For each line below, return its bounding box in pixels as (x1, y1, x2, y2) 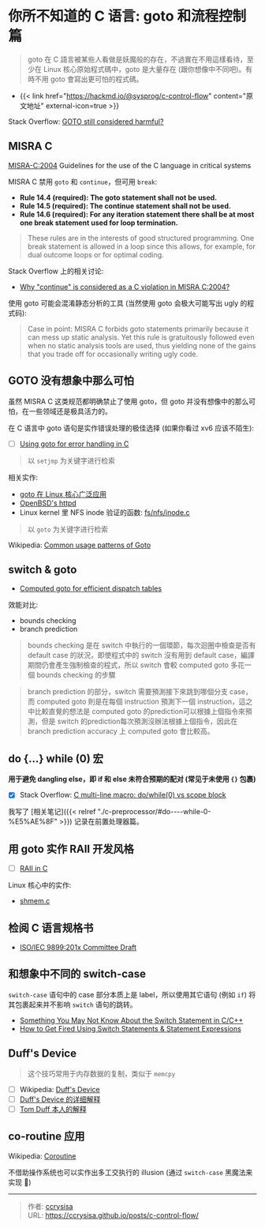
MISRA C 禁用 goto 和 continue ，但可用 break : (8, 177, 158, 186)
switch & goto (8, 563, 77, 576)
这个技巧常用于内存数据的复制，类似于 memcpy (27, 1068, 176, 1078)
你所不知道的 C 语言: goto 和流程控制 (8, 7, 247, 25)
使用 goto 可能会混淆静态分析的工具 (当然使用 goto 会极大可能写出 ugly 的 (8, 298, 248, 308)
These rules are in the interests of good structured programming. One (27, 233, 255, 242)
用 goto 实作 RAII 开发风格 (8, 842, 134, 855)
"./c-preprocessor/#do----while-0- (97, 807, 211, 817)
